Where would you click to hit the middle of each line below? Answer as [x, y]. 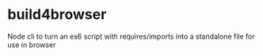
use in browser [32, 44]
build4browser [57, 15]
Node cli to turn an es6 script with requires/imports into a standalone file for [131, 36]
